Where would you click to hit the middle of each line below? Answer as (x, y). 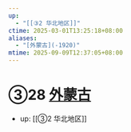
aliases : (23, 38)
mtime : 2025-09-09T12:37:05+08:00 (66, 53)
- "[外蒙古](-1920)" (48, 46)
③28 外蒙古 (50, 95)
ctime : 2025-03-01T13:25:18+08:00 (66, 30)
